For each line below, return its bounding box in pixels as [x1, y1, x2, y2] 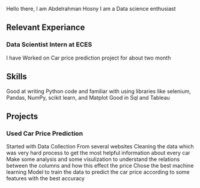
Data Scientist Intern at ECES [6, 40, 92, 49]
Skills [6, 71, 27, 82]
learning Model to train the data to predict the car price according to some [6, 168, 190, 176]
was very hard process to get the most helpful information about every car [6, 150, 190, 157]
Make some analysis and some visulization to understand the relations [6, 156, 180, 163]
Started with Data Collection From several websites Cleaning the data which [6, 143, 194, 150]
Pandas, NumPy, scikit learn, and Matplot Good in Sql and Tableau [6, 94, 170, 101]
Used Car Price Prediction [6, 129, 83, 138]
